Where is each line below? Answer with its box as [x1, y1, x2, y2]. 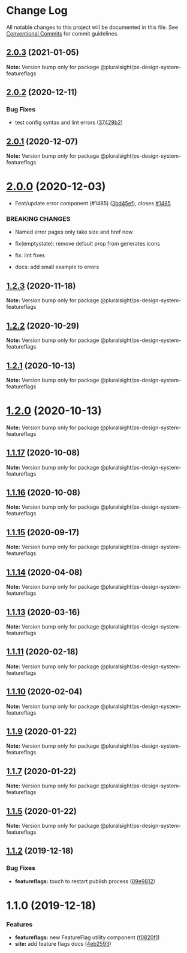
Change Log [6, 4, 68, 17]
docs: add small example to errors [14, 263, 99, 271]
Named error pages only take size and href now [14, 228, 133, 235]
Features [6, 920, 33, 928]
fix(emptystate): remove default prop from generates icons [14, 240, 161, 247]
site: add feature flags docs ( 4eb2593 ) [14, 940, 112, 948]
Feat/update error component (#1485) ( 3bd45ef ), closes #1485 [14, 200, 171, 207]
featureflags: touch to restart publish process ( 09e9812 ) [14, 877, 156, 885]
